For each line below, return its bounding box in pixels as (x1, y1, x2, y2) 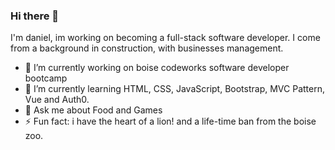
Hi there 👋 (10, 9, 60, 23)
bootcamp (24, 72, 68, 84)
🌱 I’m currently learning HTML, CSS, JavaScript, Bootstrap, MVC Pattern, (24, 83, 325, 95)
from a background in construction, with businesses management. (10, 42, 284, 54)
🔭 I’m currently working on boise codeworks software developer (24, 62, 290, 74)
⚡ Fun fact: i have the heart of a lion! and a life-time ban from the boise (24, 115, 317, 128)
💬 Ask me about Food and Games (24, 104, 163, 116)
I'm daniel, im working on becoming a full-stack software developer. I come (10, 32, 321, 44)
